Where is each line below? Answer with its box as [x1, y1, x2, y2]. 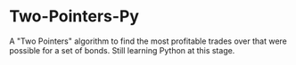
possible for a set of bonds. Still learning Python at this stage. [9, 45, 235, 55]
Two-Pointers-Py [9, 6, 140, 27]
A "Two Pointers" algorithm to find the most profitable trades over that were [9, 36, 288, 46]
